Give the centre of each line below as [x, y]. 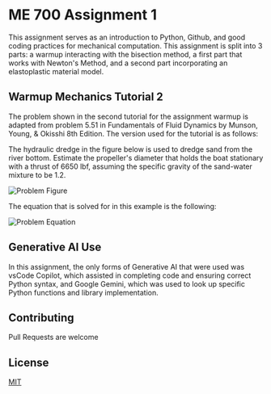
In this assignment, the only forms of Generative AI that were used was [127, 266]
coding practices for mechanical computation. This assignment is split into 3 [135, 45]
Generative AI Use [55, 247]
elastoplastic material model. [56, 71]
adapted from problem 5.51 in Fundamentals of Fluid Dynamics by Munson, [133, 125]
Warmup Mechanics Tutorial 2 [86, 97]
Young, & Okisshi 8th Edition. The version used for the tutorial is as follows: [133, 133]
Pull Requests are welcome [53, 337]
